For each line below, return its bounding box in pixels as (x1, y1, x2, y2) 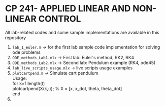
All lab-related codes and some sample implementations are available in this (5, 29, 160, 35)
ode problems (12, 49, 41, 55)
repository (5, 35, 26, 41)
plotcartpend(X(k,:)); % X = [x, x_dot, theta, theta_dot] (12, 85, 122, 91)
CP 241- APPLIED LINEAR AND (5, 3, 131, 14)
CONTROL (38, 13, 81, 24)
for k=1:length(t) (12, 80, 45, 86)
